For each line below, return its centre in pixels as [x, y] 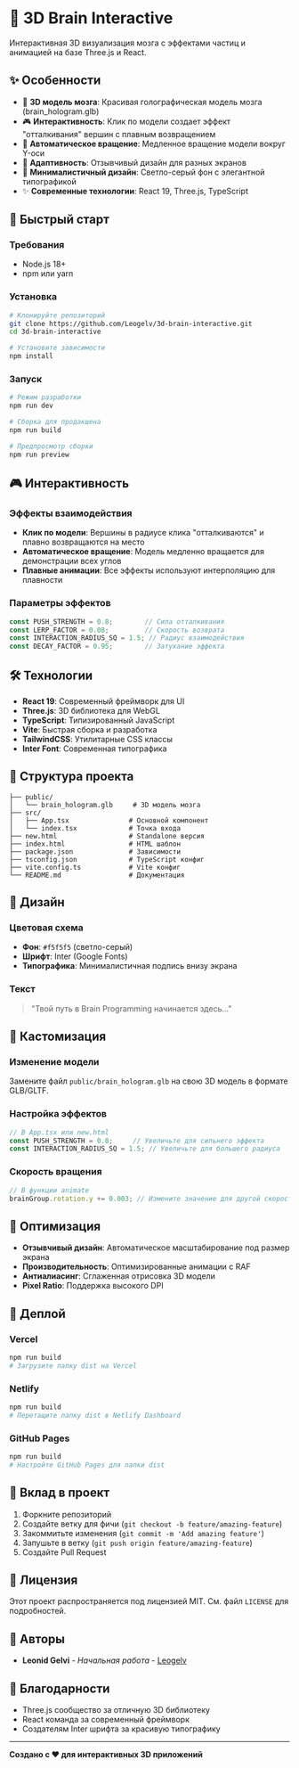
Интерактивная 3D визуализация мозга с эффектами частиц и [128, 43]
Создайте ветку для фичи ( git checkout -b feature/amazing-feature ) [152, 1524]
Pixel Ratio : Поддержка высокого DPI [93, 1286]
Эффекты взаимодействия [71, 513]
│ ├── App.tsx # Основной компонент [109, 820]
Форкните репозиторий [67, 1514]
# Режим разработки [45, 397]
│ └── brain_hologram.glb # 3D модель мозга [105, 805]
